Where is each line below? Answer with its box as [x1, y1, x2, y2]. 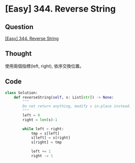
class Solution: [5, 90, 38, 95]
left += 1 [31, 149, 51, 154]
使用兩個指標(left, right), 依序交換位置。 [5, 63, 84, 69]
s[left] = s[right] [31, 135, 70, 140]
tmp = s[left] [31, 131, 60, 136]
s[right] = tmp [31, 140, 62, 145]
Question [5, 23, 34, 31]
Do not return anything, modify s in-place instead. [22, 104, 132, 109]
